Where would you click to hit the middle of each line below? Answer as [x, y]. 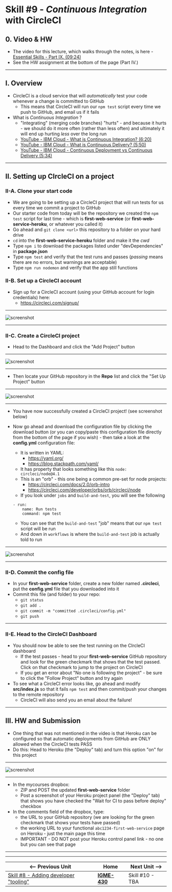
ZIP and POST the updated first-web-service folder [75, 790]
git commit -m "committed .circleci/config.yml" [73, 611]
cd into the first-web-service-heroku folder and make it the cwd [81, 240]
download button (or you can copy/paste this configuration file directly [87, 432]
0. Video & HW [29, 39]
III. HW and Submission [43, 721]
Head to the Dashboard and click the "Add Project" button [74, 347]
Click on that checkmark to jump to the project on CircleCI [82, 667]
